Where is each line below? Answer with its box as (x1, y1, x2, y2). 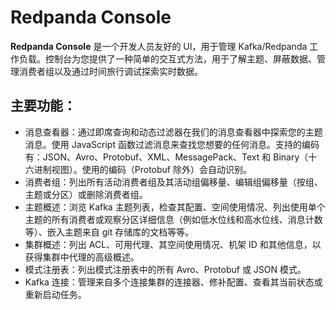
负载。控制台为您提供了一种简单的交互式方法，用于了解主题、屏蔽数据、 (18, 52, 317, 65)
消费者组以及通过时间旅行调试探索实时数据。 (18, 65, 203, 77)
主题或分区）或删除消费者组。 (24, 188, 148, 200)
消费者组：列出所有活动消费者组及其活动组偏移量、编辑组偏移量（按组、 (24, 176, 323, 188)
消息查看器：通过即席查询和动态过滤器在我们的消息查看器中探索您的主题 (24, 126, 323, 138)
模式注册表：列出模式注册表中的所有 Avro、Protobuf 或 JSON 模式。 (24, 263, 307, 275)
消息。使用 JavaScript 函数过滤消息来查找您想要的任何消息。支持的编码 (24, 138, 320, 150)
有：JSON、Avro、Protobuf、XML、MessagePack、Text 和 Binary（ (24, 151, 309, 163)
